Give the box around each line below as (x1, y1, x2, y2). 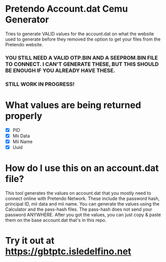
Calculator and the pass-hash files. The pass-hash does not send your (5, 206, 153, 212)
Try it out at (5, 235, 55, 247)
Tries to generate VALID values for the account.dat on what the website (5, 31, 154, 37)
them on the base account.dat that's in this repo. (5, 217, 107, 223)
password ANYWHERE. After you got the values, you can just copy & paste (5, 212, 161, 218)
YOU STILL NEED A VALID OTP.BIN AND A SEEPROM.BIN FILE (5, 54, 158, 61)
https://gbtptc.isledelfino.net (5, 246, 132, 257)
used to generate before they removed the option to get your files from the (5, 36, 161, 42)
